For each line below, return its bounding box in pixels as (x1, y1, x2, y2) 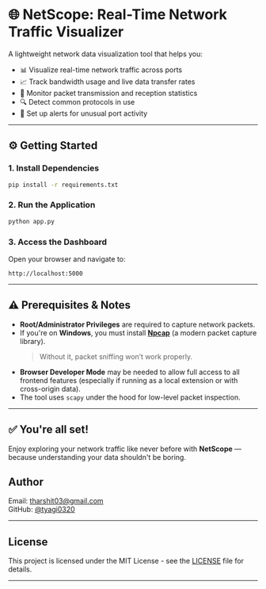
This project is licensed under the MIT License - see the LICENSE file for (8, 556, 244, 566)
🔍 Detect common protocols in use (19, 97, 135, 106)
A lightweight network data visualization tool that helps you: (8, 49, 203, 59)
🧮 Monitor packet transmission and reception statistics (19, 88, 198, 98)
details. (8, 564, 32, 574)
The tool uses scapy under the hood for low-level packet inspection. (19, 392, 241, 402)
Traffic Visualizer (8, 23, 124, 41)
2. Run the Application (8, 200, 96, 211)
